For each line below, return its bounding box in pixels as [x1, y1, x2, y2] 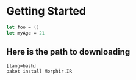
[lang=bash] [6, 62, 37, 69]
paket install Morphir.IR [6, 68, 72, 74]
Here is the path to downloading [6, 47, 131, 57]
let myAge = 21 [6, 30, 45, 36]
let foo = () [6, 24, 40, 30]
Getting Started [6, 4, 87, 18]
